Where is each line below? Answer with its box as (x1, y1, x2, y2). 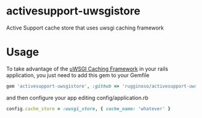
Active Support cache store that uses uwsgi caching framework (6, 24, 164, 31)
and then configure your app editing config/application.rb (6, 94, 148, 101)
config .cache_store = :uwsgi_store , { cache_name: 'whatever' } (6, 105, 171, 112)
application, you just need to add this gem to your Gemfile (6, 71, 150, 79)
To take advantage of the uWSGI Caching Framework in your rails (6, 65, 168, 72)
